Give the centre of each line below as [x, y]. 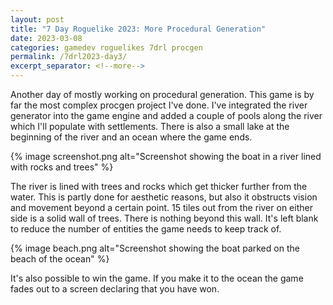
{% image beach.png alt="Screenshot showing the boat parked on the [155, 248]
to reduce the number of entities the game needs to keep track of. [146, 229]
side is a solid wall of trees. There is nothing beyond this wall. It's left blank [164, 218]
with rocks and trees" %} [62, 167]
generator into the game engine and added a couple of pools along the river [166, 115]
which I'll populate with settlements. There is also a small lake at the [150, 126]
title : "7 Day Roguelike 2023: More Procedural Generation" [138, 29]
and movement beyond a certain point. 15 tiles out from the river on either [161, 207]
